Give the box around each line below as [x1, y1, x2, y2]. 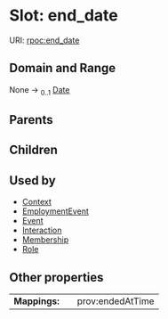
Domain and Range [9, 61, 116, 76]
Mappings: [13, 295, 60, 307]
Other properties [9, 269, 104, 285]
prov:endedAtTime [76, 295, 155, 307]
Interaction [21, 225, 62, 236]
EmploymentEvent [21, 206, 89, 217]
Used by [9, 173, 56, 188]
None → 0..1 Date [9, 84, 70, 97]
